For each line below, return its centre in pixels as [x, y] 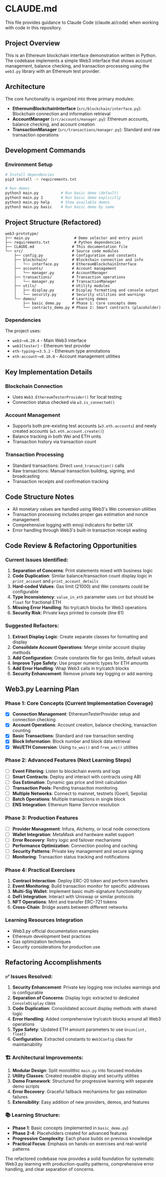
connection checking [34, 720]
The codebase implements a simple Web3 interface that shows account [79, 61]
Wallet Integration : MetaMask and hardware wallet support [73, 834]
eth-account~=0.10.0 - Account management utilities [66, 356]
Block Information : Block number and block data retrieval [71, 741]
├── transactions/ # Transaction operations [70, 277]
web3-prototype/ [22, 234]
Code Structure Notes [40, 497]
